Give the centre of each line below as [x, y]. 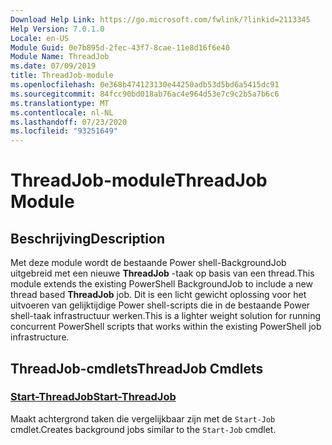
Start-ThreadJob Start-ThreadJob [93, 397]
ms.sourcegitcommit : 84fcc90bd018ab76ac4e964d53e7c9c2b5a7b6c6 [145, 94]
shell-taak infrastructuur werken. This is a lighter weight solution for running [165, 316]
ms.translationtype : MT [60, 103]
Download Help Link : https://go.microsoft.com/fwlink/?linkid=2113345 [160, 19]
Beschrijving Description [87, 238]
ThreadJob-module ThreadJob [139, 180]
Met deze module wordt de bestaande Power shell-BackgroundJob [148, 263]
